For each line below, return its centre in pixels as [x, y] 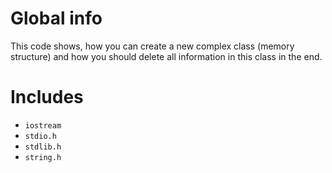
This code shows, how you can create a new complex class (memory [152, 46]
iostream [43, 125]
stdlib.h [43, 147]
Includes [47, 97]
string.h [43, 157]
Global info [56, 18]
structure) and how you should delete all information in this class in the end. [166, 56]
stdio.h [40, 136]
